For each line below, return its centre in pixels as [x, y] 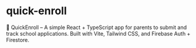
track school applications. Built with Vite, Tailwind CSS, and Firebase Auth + [98, 33]
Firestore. [18, 40]
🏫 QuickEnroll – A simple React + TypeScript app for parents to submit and [97, 27]
